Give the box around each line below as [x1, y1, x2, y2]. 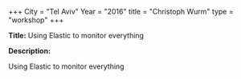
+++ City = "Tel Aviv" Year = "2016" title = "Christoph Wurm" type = [8, 7, 235, 16]
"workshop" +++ [8, 15, 64, 25]
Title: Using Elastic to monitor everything [8, 31, 145, 40]
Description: [8, 46, 51, 55]
